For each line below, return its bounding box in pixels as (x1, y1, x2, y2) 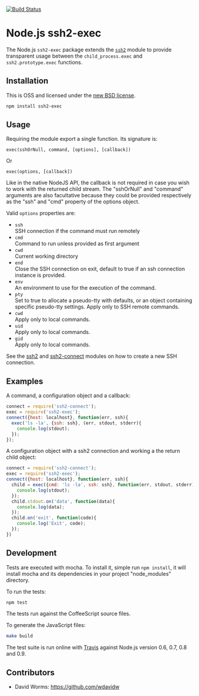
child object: (6, 453, 37, 461)
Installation (6, 76, 49, 86)
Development (6, 548, 57, 558)
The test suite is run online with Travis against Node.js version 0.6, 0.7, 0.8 (6, 644, 187, 651)
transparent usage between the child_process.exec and (6, 52, 143, 59)
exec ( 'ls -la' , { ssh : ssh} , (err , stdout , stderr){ (11, 420, 142, 426)
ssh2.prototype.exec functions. (6, 58, 83, 65)
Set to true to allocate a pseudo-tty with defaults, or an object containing (14, 297, 192, 304)
